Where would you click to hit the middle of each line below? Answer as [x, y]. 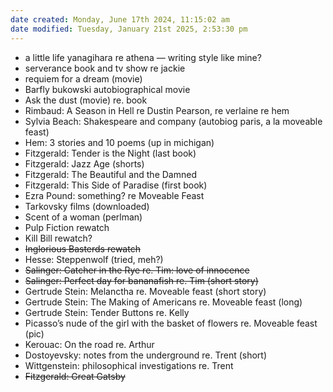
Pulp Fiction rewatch [67, 227]
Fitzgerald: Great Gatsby [75, 376]
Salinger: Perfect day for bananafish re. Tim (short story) [141, 280]
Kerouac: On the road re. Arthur [89, 344]
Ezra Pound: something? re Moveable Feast [114, 195]
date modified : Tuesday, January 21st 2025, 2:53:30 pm [129, 29]
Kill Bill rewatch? [58, 238]
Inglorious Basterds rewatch [82, 248]
